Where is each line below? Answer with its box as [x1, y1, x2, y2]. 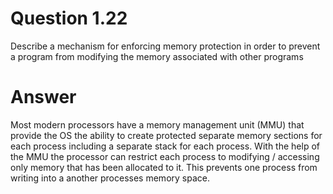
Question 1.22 [10, 7, 128, 30]
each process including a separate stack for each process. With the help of [10, 140, 320, 152]
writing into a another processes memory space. [10, 172, 210, 184]
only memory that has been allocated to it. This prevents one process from [10, 161, 318, 173]
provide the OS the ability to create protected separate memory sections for [10, 129, 323, 141]
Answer [10, 86, 77, 109]
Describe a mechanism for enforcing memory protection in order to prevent [10, 40, 321, 52]
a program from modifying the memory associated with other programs [10, 50, 304, 62]
